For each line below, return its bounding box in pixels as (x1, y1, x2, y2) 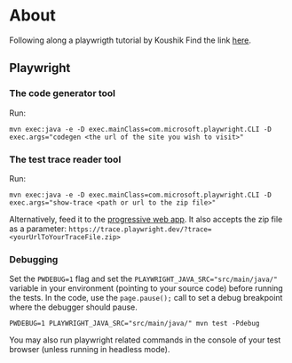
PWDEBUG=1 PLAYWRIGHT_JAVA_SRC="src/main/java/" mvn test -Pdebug (9, 319, 260, 328)
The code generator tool (9, 87, 115, 100)
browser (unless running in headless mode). (9, 344, 170, 355)
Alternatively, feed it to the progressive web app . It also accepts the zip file (9, 214, 283, 224)
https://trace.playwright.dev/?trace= (67, 224, 212, 234)
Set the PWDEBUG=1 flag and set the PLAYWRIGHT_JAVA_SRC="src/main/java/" (9, 273, 278, 285)
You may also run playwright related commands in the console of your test (9, 335, 281, 345)
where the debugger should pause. (9, 302, 138, 312)
